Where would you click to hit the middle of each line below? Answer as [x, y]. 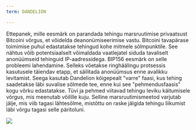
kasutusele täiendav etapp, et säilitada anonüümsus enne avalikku [87, 71]
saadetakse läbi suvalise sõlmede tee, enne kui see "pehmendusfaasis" [93, 84]
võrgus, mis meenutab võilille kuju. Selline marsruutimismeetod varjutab [94, 97]
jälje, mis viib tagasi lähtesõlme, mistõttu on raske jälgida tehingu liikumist [96, 103]
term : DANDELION [26, 12]
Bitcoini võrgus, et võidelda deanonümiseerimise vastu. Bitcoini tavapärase [97, 40]
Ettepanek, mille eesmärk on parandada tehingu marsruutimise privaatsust [97, 34]
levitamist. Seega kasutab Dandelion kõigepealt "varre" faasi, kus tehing [94, 78]
